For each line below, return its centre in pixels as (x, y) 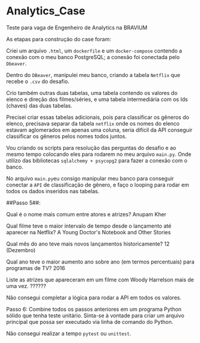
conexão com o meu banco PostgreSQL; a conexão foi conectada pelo (93, 57)
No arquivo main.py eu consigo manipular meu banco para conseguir (90, 178)
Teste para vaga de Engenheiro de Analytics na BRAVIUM (77, 27)
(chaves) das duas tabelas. (39, 105)
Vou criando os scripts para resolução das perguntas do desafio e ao (91, 148)
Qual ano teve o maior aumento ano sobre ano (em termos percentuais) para (100, 262)
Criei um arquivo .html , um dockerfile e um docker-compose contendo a (94, 50)
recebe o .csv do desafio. (38, 81)
